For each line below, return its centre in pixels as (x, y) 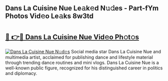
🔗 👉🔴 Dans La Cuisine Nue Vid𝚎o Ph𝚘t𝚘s (72, 37)
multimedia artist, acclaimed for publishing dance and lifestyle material (79, 57)
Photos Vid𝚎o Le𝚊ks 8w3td (49, 16)
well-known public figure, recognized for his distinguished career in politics (84, 68)
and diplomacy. (21, 73)
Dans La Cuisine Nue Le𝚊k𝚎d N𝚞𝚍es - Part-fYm (82, 8)
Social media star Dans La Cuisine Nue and (116, 52)
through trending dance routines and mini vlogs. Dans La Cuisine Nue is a (82, 63)
